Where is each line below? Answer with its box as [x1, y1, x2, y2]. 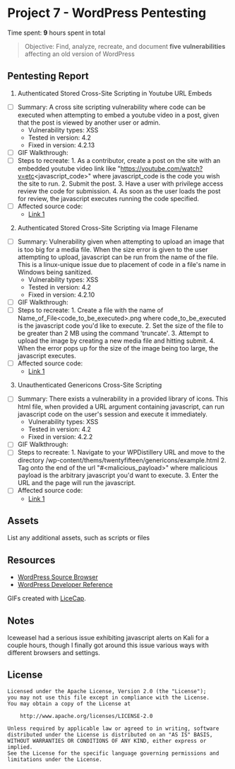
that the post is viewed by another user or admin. [17, 118, 161, 127]
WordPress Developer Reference [17, 581, 113, 589]
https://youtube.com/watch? [120, 164, 203, 173]
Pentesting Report [7, 70, 90, 82]
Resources [7, 554, 56, 566]
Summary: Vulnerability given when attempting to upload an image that [17, 237, 224, 246]
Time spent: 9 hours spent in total [7, 28, 106, 37]
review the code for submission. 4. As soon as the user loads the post [17, 186, 221, 195]
